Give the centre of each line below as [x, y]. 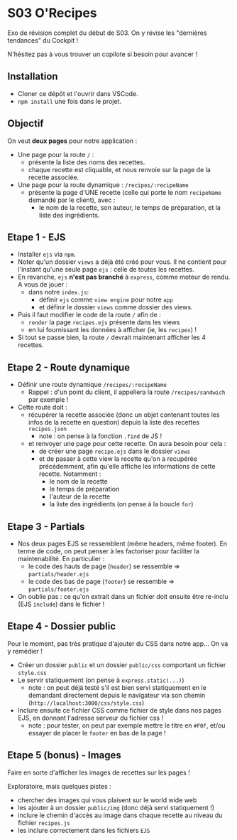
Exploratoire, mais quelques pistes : [59, 786]
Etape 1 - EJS [37, 237]
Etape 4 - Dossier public [62, 626]
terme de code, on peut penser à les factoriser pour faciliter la [109, 551]
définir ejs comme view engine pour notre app [106, 299]
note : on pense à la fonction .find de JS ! [100, 436]
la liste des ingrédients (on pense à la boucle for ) [121, 504]
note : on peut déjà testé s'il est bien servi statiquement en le [117, 687]
